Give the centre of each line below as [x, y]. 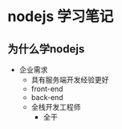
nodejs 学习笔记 [61, 17]
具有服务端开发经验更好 [70, 80]
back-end [47, 97]
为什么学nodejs [46, 49]
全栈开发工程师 [56, 107]
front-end [47, 89]
